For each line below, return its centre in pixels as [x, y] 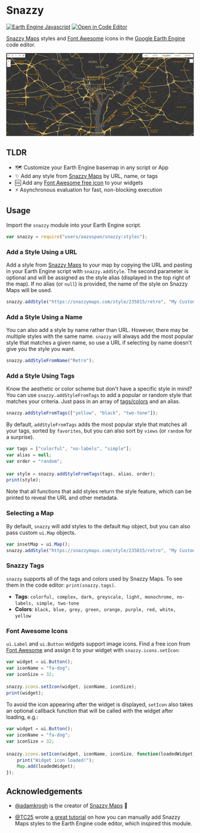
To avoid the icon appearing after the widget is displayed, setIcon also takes [100, 704]
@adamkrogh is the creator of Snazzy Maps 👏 [71, 806]
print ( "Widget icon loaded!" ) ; [56, 760]
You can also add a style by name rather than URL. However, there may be [97, 330]
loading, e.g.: [22, 717]
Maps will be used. [29, 290]
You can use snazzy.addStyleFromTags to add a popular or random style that [99, 395]
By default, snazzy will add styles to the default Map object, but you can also [98, 526]
